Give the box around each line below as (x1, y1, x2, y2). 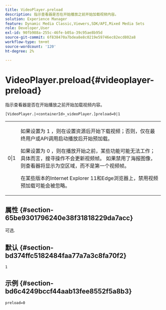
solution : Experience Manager (5, 16, 68, 21)
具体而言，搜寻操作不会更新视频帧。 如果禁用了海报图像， (20, 155, 156, 162)
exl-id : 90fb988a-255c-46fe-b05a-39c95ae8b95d (5, 30, 103, 35)
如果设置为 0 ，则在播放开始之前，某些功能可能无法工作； (20, 148, 156, 155)
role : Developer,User (5, 26, 50, 31)
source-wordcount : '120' (5, 44, 56, 49)
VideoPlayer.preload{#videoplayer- (5, 74, 155, 86)
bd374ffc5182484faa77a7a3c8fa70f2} (5, 251, 127, 260)
